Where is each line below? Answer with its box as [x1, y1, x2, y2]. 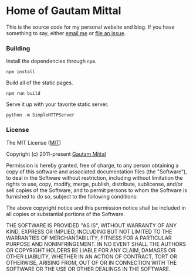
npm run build [6, 91, 41, 97]
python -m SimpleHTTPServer [6, 112, 75, 118]
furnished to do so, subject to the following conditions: [6, 193, 138, 200]
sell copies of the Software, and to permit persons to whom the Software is [6, 186, 188, 194]
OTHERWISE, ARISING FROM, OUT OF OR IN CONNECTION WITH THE [6, 259, 177, 266]
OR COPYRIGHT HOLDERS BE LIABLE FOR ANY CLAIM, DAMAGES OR [6, 247, 176, 254]
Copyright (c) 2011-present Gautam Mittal [6, 151, 106, 158]
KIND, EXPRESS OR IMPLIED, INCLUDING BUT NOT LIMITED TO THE [6, 228, 172, 235]
